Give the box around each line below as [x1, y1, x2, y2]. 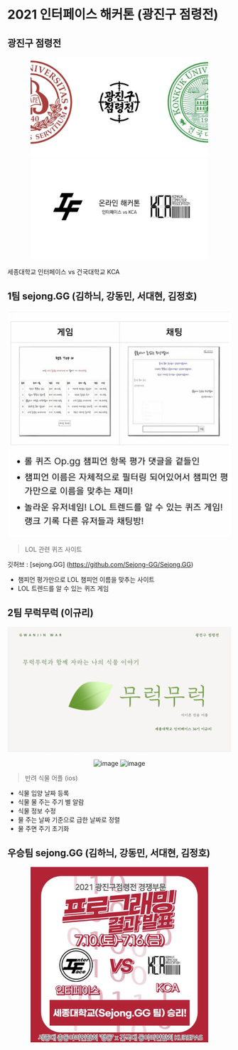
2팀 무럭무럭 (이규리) [7, 607, 94, 619]
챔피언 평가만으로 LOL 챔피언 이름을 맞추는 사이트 [17, 575, 155, 583]
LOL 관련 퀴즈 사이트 [24, 545, 82, 553]
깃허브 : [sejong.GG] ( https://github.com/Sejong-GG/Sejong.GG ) [7, 560, 194, 568]
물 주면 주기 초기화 [17, 825, 70, 833]
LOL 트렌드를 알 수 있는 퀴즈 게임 [17, 584, 109, 592]
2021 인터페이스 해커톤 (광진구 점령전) [7, 6, 219, 23]
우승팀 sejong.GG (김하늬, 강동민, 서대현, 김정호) [7, 847, 211, 860]
